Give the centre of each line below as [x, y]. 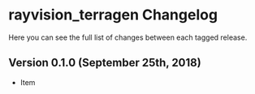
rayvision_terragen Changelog [113, 15]
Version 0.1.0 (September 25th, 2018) [105, 63]
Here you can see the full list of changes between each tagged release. [128, 37]
